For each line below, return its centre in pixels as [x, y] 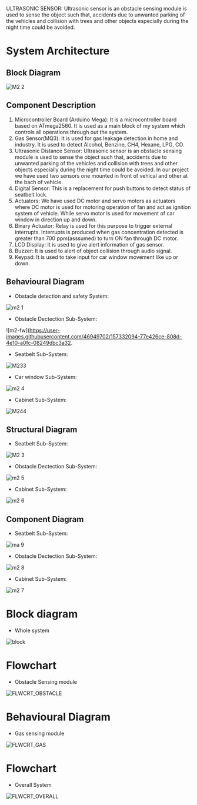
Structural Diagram [42, 430]
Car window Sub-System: [46, 377]
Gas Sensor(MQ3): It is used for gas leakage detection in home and [96, 138]
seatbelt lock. [31, 194]
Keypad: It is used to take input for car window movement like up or [96, 257]
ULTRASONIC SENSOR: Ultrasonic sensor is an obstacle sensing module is [96, 9]
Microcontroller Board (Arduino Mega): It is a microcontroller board [96, 119]
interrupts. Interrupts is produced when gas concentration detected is [99, 232]
